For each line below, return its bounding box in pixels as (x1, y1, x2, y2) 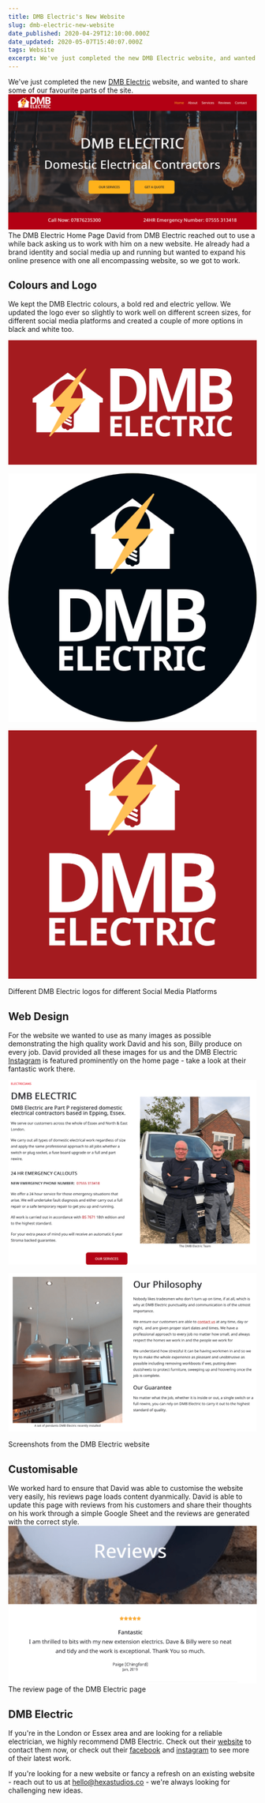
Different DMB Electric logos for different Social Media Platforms (8, 987, 218, 996)
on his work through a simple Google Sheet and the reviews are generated (8, 1509, 250, 1519)
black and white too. (8, 325, 75, 334)
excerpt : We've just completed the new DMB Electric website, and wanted (8, 55, 256, 62)
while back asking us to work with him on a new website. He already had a (8, 239, 250, 248)
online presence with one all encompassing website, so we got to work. (8, 255, 241, 265)
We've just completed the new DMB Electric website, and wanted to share (8, 77, 248, 86)
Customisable (8, 1462, 78, 1476)
